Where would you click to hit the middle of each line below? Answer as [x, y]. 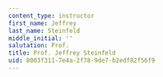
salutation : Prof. [39, 46]
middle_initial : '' [41, 38]
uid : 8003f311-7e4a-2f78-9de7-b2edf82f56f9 [82, 61]
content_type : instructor [51, 16]
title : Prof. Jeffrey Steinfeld [62, 53]
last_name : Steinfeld [44, 30]
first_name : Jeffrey [43, 23]
